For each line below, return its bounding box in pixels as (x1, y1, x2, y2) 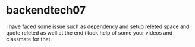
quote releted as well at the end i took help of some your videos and (6, 29, 173, 36)
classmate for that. (6, 35, 52, 42)
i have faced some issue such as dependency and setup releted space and (6, 23, 190, 30)
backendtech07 (6, 4, 86, 17)
